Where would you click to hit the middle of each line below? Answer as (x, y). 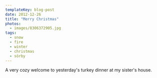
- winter (19, 47)
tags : (11, 33)
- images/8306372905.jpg (35, 28)
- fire (16, 42)
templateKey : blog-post (30, 10)
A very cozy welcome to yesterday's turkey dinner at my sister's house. (78, 70)
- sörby (18, 56)
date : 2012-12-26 (23, 14)
